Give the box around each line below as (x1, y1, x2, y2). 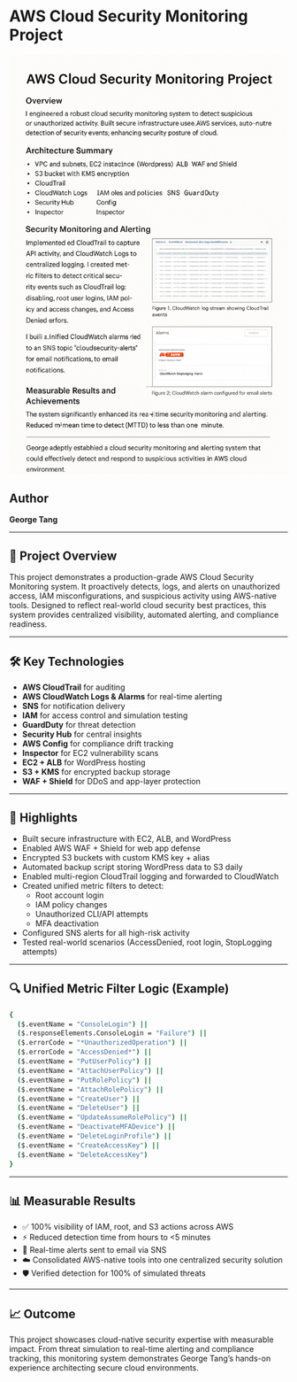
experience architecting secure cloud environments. (9, 1363, 199, 1373)
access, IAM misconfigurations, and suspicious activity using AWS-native (9, 591, 277, 601)
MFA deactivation (34, 918, 99, 929)
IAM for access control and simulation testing (21, 710, 188, 721)
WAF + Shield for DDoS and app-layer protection (21, 776, 201, 787)
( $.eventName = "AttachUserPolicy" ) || (17, 1066, 164, 1075)
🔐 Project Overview (9, 548, 118, 563)
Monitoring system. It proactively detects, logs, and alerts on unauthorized (9, 582, 280, 592)
